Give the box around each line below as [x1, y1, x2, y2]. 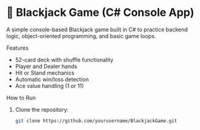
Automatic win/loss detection [15, 75, 89, 83]
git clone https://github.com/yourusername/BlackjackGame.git [15, 118, 177, 124]
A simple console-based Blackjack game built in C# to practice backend [6, 26, 188, 33]
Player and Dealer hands [15, 63, 78, 70]
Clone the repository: [15, 105, 69, 113]
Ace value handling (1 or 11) [15, 82, 84, 90]
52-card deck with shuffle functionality [15, 56, 114, 63]
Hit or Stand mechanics [15, 69, 75, 76]
